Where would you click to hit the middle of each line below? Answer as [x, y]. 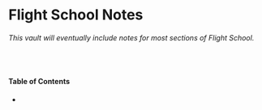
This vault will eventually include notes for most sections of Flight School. [131, 37]
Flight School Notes [76, 15]
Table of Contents [39, 81]
